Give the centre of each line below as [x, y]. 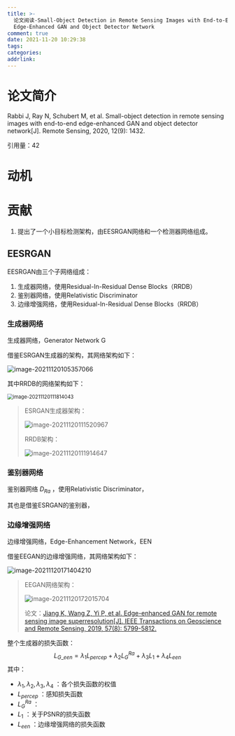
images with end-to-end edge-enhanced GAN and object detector [102, 123]
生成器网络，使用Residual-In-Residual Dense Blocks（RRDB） [107, 286]
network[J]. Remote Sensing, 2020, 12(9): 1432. [76, 131]
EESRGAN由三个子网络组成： [49, 271]
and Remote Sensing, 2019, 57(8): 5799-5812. [91, 629]
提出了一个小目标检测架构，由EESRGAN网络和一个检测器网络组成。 [114, 231]
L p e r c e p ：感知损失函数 [50, 695]
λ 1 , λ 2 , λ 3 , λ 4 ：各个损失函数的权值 [67, 685]
